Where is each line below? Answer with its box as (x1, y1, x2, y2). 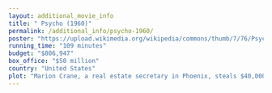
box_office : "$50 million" (8, 57, 100, 66)
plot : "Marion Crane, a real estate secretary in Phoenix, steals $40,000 (8, 72, 266, 80)
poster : (8, 34, 35, 43)
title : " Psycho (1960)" (8, 19, 92, 27)
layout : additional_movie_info (8, 11, 114, 20)
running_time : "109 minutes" (8, 42, 107, 50)
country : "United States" (8, 65, 96, 73)
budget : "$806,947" (8, 49, 74, 57)
